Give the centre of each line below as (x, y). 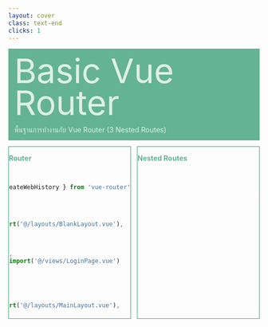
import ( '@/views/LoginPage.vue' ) (65, 261)
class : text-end (35, 23)
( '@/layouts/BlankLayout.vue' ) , (69, 224)
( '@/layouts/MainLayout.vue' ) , (68, 305)
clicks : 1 (25, 30)
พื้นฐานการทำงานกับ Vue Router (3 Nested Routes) (91, 130)
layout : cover (32, 16)
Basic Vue (94, 71)
